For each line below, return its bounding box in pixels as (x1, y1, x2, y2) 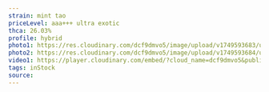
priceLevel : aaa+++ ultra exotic (8, 19, 120, 27)
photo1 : (8, 42, 34, 50)
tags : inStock (8, 64, 56, 72)
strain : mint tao (8, 11, 66, 20)
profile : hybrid (8, 34, 62, 42)
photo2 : (8, 49, 34, 57)
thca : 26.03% (8, 26, 52, 34)
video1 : (8, 57, 34, 65)
